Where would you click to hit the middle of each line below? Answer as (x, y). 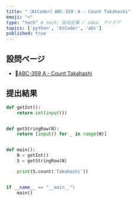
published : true (26, 34)
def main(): (21, 150)
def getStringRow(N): (33, 128)
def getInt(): (24, 107)
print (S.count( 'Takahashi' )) (53, 172)
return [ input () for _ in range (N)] (62, 134)
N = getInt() (33, 156)
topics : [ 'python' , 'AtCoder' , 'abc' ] (54, 28)
